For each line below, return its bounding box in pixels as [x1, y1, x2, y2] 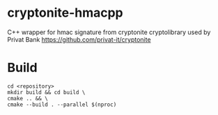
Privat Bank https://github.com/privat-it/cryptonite [7, 35, 151, 43]
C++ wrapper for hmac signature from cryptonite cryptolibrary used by [7, 28, 211, 36]
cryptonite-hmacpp [7, 5, 123, 21]
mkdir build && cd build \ [7, 89, 86, 95]
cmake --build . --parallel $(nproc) [7, 101, 117, 108]
